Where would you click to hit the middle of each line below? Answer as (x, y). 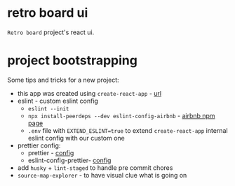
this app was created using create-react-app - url (89, 93)
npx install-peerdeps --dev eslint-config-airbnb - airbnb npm (121, 115)
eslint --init (48, 109)
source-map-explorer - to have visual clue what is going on (102, 175)
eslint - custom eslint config (58, 101)
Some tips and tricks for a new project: (63, 80)
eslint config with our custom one (76, 138)
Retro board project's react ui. (51, 32)
